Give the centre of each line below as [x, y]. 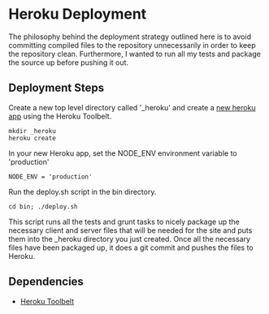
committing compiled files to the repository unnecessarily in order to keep [132, 45]
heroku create [33, 138]
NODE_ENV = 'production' [50, 176]
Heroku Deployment [78, 14]
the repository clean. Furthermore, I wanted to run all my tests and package [135, 54]
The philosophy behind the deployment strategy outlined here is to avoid [130, 37]
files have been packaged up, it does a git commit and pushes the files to [131, 247]
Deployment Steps [56, 88]
